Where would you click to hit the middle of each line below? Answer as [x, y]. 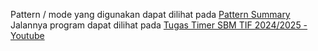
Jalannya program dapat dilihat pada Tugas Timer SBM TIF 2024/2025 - [159, 25]
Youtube [27, 35]
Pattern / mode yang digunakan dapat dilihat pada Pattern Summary [150, 14]
